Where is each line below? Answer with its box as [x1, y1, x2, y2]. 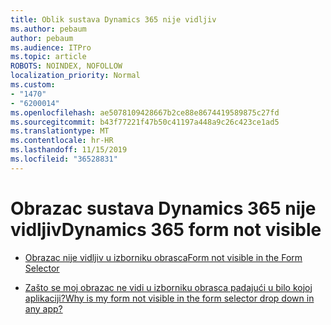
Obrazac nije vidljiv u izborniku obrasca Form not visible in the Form [24, 251, 303, 263]
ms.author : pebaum [10, 24, 87, 34]
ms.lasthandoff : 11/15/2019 [10, 145, 128, 155]
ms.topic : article [10, 52, 87, 62]
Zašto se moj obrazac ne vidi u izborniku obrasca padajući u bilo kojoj [24, 281, 313, 293]
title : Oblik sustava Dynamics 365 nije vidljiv [10, 14, 217, 25]
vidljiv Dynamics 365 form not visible [10, 218, 322, 241]
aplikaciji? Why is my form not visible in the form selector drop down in [24, 292, 315, 304]
